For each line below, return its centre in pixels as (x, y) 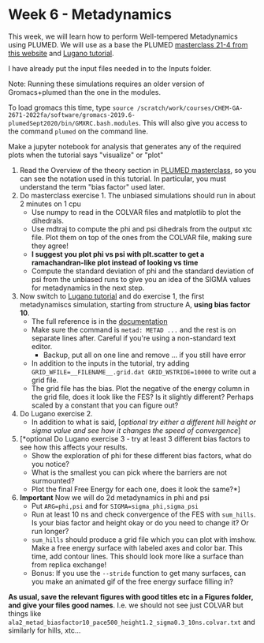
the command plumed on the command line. (78, 131)
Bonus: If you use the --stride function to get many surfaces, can (139, 573)
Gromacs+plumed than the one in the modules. (85, 92)
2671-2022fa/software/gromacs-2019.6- (72, 115)
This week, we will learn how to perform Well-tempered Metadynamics (123, 36)
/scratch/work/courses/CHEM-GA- (190, 108)
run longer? (50, 531)
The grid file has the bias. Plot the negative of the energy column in (141, 388)
